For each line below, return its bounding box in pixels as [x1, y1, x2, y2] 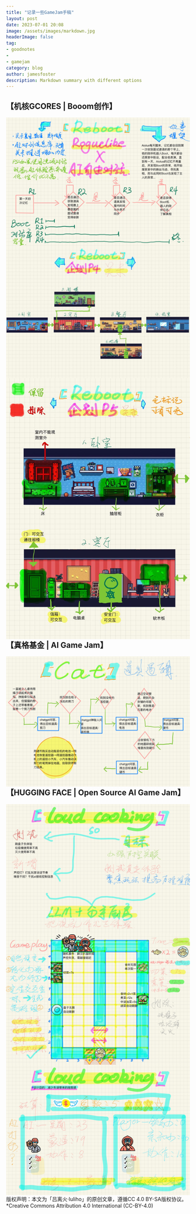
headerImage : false [6, 34, 54, 40]
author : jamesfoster [6, 71, 57, 77]
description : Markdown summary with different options [6, 77, 142, 83]
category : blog [6, 65, 43, 71]
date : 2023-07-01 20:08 [6, 22, 64, 28]
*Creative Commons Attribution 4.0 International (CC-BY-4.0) [6, 1202, 153, 1209]
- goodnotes [6, 47, 35, 53]
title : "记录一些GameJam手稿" [6, 9, 74, 15]
